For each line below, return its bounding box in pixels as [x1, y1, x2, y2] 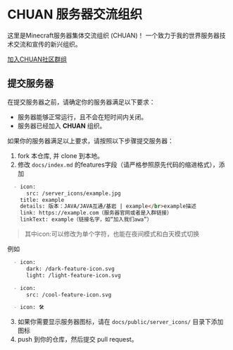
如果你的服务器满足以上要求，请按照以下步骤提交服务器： [7, 136, 174, 145]
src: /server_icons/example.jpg [25, 190, 121, 197]
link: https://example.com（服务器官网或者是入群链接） [20, 210, 172, 217]
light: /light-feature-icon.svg [25, 272, 121, 279]
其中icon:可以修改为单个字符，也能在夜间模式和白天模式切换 [24, 230, 199, 238]
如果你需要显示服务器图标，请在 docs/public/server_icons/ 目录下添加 [17, 318, 224, 326]
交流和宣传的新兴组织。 [13, 40, 82, 48]
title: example [20, 196, 65, 203]
